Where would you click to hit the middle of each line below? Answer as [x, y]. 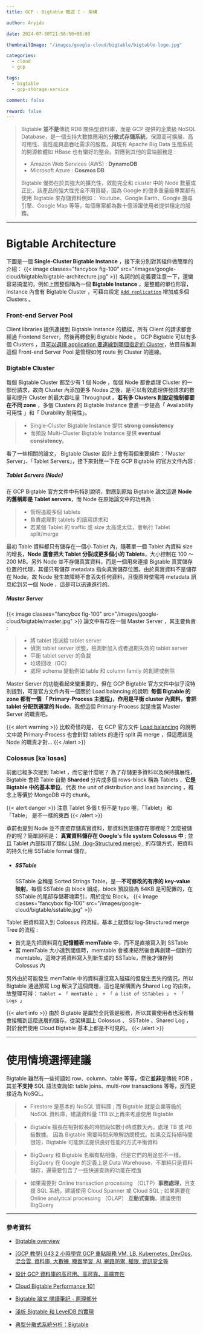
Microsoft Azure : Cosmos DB [67, 170]
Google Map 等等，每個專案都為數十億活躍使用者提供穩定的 [111, 206]
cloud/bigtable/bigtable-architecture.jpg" [57, 277]
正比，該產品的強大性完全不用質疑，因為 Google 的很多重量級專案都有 [108, 190]
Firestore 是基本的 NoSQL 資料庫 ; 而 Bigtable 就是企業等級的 [106, 1106]
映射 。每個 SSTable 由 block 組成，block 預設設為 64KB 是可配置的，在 [104, 889]
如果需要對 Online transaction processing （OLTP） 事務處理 [105, 1183]
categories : [21, 56]
